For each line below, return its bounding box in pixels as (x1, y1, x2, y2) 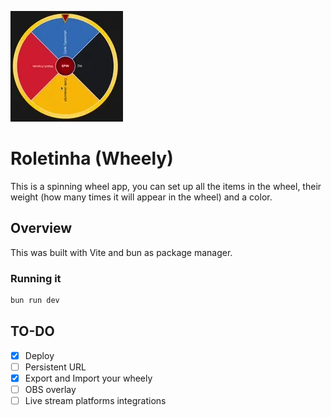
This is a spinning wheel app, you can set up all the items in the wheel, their (10, 180, 322, 192)
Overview (10, 220, 73, 237)
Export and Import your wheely (24, 372, 153, 384)
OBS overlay (24, 383, 77, 395)
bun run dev (10, 296, 60, 306)
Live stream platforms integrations (24, 394, 167, 406)
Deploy (24, 349, 55, 361)
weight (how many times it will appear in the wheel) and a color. (10, 191, 273, 203)
